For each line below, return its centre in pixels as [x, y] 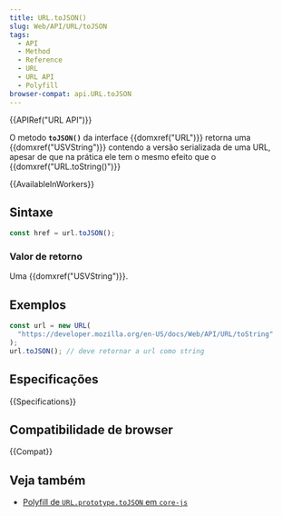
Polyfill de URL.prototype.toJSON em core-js [105, 502]
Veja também [48, 480]
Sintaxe [31, 212]
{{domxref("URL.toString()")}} [65, 166]
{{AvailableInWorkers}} [52, 184]
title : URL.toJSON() [49, 18]
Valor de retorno [46, 257]
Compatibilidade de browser [92, 430]
